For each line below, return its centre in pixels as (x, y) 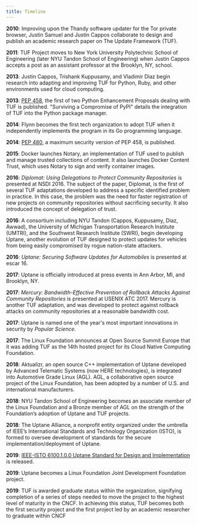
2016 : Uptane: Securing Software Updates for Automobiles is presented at (96, 257)
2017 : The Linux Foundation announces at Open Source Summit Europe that (98, 340)
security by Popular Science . (41, 329)
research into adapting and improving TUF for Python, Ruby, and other (91, 83)
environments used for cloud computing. (55, 89)
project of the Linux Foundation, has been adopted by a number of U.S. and (98, 383)
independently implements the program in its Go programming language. (94, 131)
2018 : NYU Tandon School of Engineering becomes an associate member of (98, 401)
